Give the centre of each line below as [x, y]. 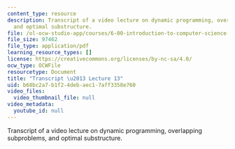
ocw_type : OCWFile [34, 65]
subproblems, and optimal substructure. [65, 138]
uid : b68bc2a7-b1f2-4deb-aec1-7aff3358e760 [72, 85]
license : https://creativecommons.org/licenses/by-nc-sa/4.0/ [100, 59]
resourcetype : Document [42, 72]
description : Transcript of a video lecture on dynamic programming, [111, 20]
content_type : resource [42, 14]
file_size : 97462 [33, 40]
